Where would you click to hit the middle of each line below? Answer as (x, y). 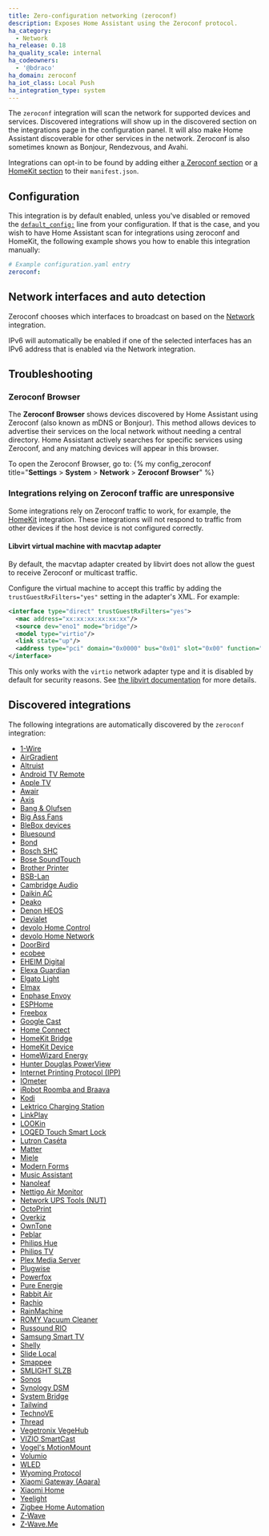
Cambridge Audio (49, 885)
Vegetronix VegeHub (54, 1430)
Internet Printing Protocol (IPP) (70, 1072)
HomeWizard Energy (54, 1055)
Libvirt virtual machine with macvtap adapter (85, 546)
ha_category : (30, 30)
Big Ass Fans (41, 817)
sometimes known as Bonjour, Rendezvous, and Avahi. (98, 147)
